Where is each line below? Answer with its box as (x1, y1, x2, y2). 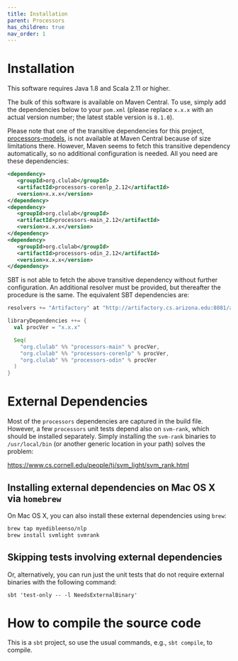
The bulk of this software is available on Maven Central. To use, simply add (7, 98, 227, 106)
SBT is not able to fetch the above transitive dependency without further (7, 276, 218, 284)
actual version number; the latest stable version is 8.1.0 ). (7, 113, 175, 121)
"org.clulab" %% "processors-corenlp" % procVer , (20, 350, 170, 357)
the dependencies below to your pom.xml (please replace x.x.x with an (7, 106, 213, 114)
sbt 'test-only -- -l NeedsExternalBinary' (7, 591, 138, 599)
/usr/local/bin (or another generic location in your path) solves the (7, 440, 205, 448)
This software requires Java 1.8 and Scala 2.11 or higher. (7, 84, 171, 93)
